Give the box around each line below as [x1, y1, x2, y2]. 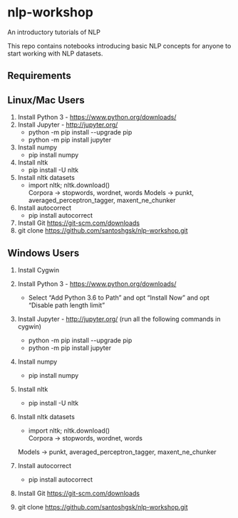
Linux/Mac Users [7, 94, 86, 106]
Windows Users [7, 247, 80, 259]
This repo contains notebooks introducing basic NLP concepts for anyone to [7, 41, 232, 50]
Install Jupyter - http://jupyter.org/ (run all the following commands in [17, 314, 221, 323]
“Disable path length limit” [28, 300, 105, 310]
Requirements [7, 70, 71, 82]
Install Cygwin [17, 265, 59, 274]
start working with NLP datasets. [7, 49, 103, 58]
